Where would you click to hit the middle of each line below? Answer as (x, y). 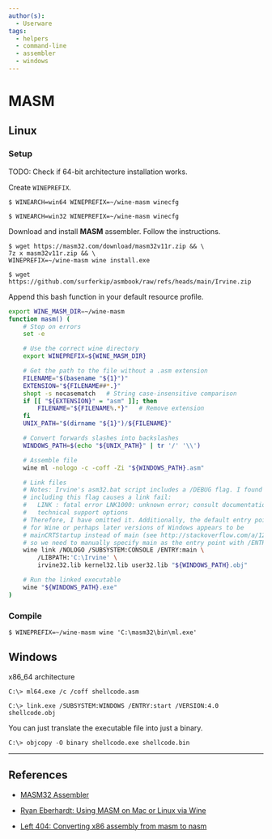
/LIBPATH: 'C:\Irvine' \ (77, 558)
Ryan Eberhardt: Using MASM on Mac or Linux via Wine (113, 810)
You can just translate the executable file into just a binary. (106, 728)
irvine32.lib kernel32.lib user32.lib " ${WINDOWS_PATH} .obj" (143, 565)
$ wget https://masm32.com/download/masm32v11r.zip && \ (106, 246)
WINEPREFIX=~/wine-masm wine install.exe (79, 260)
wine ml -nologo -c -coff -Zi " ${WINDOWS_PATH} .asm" (114, 468)
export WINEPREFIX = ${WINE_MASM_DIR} (85, 356)
